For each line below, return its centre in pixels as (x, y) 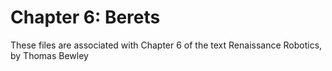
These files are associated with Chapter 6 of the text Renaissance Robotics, (166, 45)
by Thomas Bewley (49, 55)
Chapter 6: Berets (85, 17)
